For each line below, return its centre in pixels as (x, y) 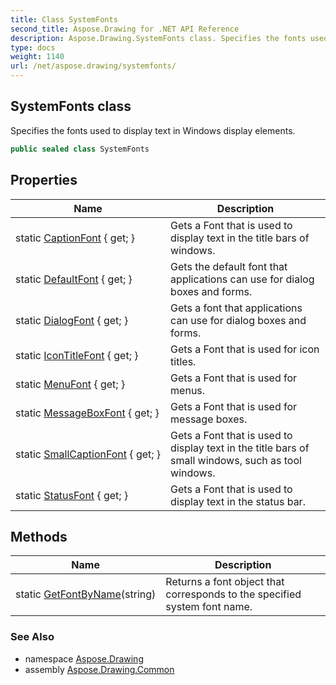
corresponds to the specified (233, 594)
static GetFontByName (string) (86, 594)
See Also (32, 637)
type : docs (33, 47)
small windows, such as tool (236, 460)
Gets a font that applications (236, 308)
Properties (44, 180)
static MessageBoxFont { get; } (87, 413)
